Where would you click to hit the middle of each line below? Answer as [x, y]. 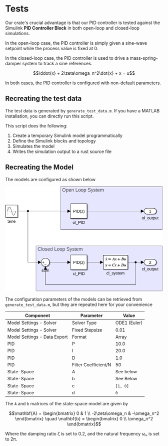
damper [13, 63]
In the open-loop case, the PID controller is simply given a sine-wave [76, 43]
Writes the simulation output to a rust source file [62, 152]
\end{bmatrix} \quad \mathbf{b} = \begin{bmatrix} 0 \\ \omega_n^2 [84, 419]
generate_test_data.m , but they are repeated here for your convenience [79, 305]
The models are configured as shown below [50, 179]
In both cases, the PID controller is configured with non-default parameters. [83, 83]
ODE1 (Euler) [129, 323]
